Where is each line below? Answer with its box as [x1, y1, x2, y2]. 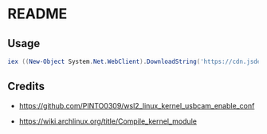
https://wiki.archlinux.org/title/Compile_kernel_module [18, 116, 197, 126]
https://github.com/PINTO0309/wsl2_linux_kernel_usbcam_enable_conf [18, 100, 255, 110]
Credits [7, 80, 45, 93]
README [7, 5, 68, 23]
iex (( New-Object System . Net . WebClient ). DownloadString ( [7, 57, 201, 65]
